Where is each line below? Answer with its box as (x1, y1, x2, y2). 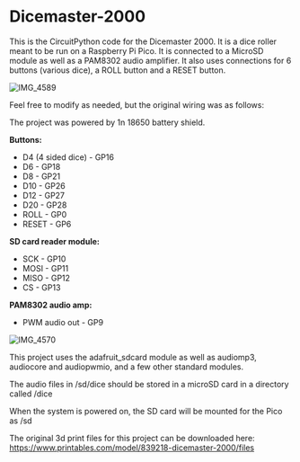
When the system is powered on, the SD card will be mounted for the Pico (9, 405, 283, 416)
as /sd (9, 415, 33, 426)
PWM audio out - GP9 (22, 316, 104, 327)
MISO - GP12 (22, 272, 70, 283)
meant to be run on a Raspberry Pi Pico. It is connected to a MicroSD (9, 45, 264, 56)
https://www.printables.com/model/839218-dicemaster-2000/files (9, 442, 254, 453)
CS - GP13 (22, 281, 61, 293)
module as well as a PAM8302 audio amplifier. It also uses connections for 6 (9, 55, 292, 66)
